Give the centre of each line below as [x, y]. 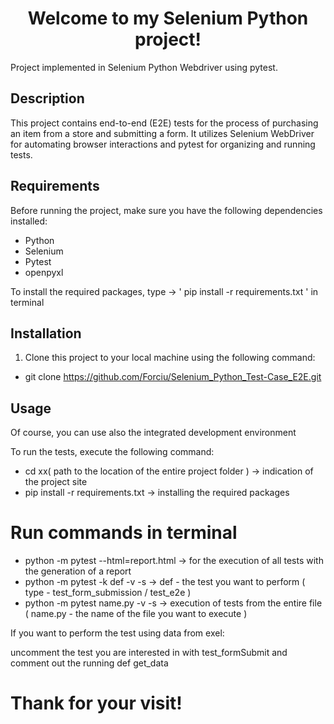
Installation [46, 333]
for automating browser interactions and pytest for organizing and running [163, 144]
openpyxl [44, 272]
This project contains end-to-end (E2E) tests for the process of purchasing [164, 123]
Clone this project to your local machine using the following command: [170, 358]
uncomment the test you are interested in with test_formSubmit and [149, 653]
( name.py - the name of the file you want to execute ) [136, 614]
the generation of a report [78, 571]
